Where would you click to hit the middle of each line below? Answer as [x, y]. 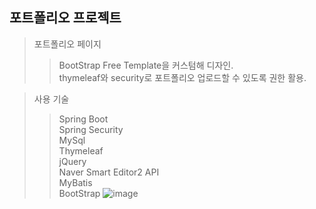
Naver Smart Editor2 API [109, 172]
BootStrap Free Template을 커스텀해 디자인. [146, 65]
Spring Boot [83, 119]
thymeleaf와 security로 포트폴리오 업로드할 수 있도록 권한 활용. [182, 77]
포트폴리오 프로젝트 [65, 18]
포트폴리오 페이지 [67, 44]
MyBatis [75, 182]
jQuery [72, 161]
